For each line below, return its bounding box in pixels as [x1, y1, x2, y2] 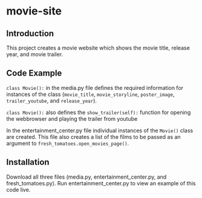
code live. [6, 186, 31, 193]
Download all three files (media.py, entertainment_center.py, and [6, 173, 167, 180]
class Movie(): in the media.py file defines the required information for [6, 84, 183, 91]
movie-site [6, 4, 62, 18]
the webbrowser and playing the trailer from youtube [6, 115, 138, 122]
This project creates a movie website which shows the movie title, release [6, 44, 191, 51]
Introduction [6, 28, 54, 39]
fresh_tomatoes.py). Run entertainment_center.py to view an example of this [6, 179, 196, 187]
